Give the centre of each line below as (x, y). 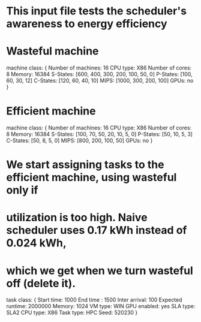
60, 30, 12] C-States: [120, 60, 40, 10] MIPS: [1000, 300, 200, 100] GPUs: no (100, 81)
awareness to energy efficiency (87, 24)
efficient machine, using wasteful (91, 177)
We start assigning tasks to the (85, 165)
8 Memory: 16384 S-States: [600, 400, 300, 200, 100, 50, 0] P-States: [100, (100, 74)
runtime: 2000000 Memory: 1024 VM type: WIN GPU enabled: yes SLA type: (101, 306)
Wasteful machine (52, 51)
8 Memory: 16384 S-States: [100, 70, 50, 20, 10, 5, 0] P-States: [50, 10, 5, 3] (100, 134)
